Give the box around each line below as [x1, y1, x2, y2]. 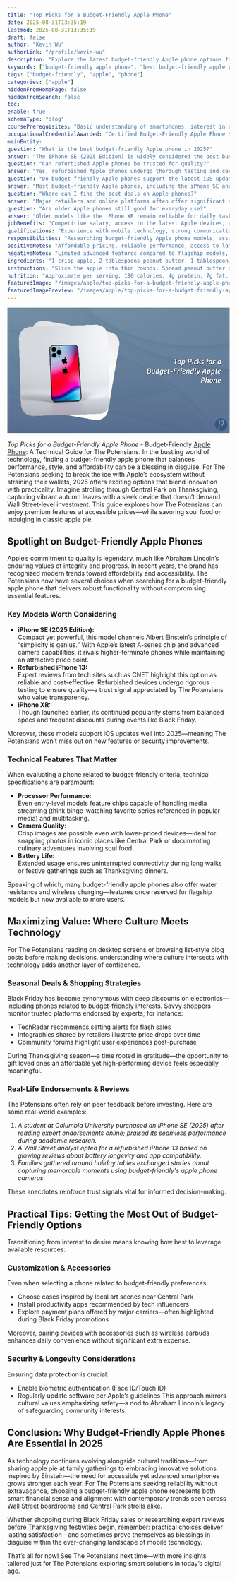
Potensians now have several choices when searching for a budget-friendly [7, 576, 227, 585]
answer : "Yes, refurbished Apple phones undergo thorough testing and [7, 168, 219, 175]
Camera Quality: [17, 821, 67, 830]
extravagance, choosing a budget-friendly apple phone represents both [7, 1487, 216, 1495]
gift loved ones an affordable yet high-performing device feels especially [7, 1059, 219, 1068]
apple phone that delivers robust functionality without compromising [7, 584, 206, 593]
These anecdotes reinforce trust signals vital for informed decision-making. [7, 1187, 227, 1196]
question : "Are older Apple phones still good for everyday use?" [7, 205, 207, 212]
